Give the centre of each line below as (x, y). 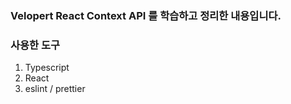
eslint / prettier (55, 89)
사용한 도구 (35, 45)
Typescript (47, 68)
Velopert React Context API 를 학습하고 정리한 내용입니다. (146, 15)
